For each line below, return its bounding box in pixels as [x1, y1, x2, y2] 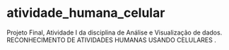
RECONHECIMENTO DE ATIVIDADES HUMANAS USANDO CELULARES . [6, 35, 216, 44]
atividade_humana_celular [6, 5, 165, 21]
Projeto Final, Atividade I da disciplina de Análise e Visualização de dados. [6, 28, 223, 37]
